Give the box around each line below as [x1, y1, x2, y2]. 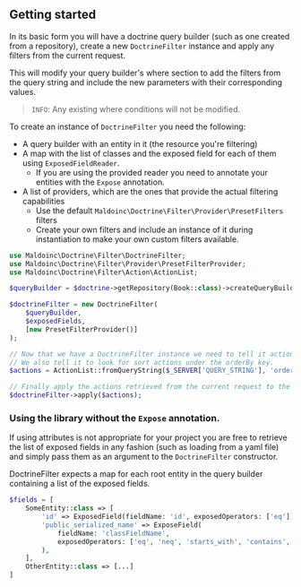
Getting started [9, 7, 97, 22]
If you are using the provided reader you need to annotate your [35, 167, 269, 177]
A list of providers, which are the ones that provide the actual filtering [21, 186, 279, 196]
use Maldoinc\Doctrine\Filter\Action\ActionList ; [9, 268, 199, 277]
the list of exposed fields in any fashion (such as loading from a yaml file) [9, 442, 279, 453]
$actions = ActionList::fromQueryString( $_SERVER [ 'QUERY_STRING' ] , [9, 367, 267, 376]
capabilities [21, 195, 65, 206]
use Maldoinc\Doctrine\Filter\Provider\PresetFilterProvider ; [9, 259, 246, 268]
